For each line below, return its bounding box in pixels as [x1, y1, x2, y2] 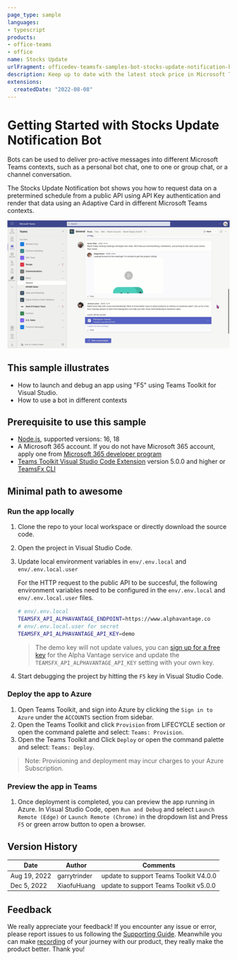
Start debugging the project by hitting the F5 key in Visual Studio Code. [17, 672, 224, 680]
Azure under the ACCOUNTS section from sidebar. [17, 712, 154, 721]
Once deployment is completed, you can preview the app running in [17, 798, 215, 806]
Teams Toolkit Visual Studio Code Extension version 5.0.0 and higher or [17, 457, 226, 466]
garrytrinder [57, 871, 93, 880]
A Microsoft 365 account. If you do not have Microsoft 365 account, [17, 442, 216, 451]
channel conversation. [7, 170, 72, 179]
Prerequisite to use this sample [7, 416, 147, 428]
